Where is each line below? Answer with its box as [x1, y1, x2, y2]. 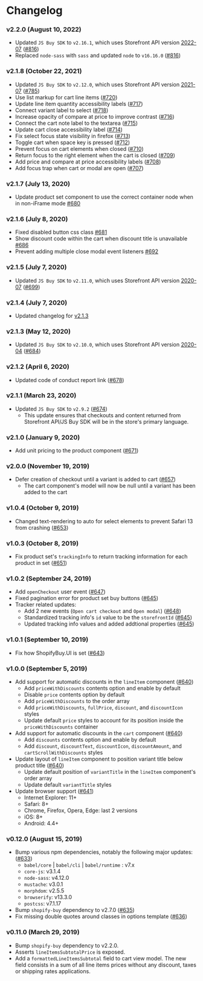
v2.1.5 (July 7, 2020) [6, 263, 67, 271]
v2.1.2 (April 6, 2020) [6, 363, 69, 371]
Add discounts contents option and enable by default [24, 736, 156, 743]
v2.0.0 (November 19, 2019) [6, 462, 89, 471]
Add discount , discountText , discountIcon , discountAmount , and [24, 742, 182, 750]
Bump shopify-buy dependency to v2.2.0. [14, 942, 119, 949]
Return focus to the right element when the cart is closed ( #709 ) [14, 151, 175, 159]
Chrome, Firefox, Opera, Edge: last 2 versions [24, 807, 138, 814]
